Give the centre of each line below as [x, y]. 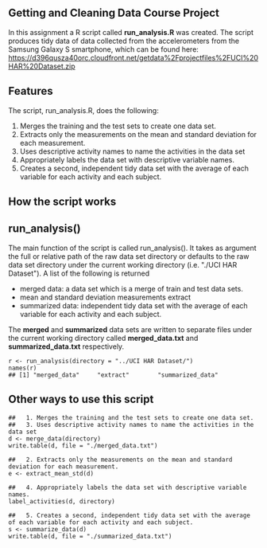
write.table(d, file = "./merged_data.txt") [83, 445]
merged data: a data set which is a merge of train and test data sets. [132, 288]
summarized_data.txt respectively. [66, 346]
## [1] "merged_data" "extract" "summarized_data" [113, 375]
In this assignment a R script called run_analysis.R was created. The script [131, 32]
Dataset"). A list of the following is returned [79, 273]
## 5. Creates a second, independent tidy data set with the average [129, 515]
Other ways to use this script [81, 399]
